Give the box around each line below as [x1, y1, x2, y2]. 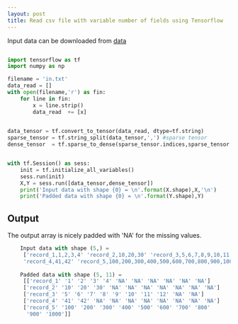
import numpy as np [7, 63, 65, 70]
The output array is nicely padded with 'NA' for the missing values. [7, 231, 202, 240]
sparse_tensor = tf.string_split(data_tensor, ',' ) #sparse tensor [7, 134, 208, 141]
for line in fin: [20, 95, 72, 103]
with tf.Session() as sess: [7, 160, 91, 167]
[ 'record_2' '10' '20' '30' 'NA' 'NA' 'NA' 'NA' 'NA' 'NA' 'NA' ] [23, 284, 220, 291]
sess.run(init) [20, 173, 65, 180]
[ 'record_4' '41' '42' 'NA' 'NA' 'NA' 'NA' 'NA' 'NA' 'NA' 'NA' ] [23, 298, 220, 305]
